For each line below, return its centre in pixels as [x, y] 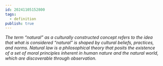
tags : [11, 14]
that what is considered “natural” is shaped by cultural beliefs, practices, [80, 43]
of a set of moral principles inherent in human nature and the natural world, [82, 53]
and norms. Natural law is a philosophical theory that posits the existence [80, 48]
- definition [23, 19]
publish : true [20, 23]
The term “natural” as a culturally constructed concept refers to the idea [79, 37]
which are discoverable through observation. [51, 58]
